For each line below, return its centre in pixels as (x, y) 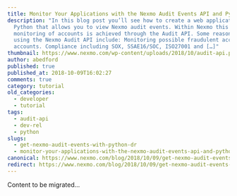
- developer (31, 99)
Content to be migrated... (44, 185)
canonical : (23, 158)
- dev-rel (28, 125)
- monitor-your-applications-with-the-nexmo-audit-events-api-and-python (124, 152)
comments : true (30, 79)
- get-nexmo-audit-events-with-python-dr (75, 145)
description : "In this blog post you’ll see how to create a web (105, 20)
